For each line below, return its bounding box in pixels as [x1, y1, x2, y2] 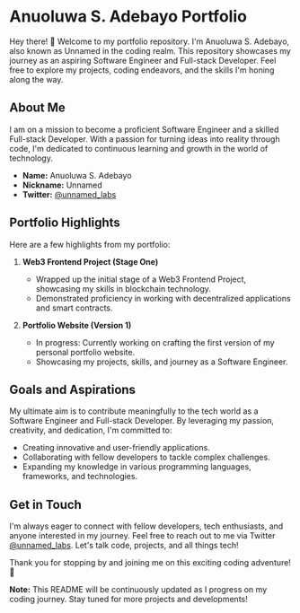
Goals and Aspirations [9, 381, 137, 397]
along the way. [9, 74, 64, 84]
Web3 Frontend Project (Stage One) [22, 256, 159, 267]
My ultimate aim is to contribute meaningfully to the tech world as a [9, 406, 259, 416]
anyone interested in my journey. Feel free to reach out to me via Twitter [9, 530, 276, 541]
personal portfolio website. [35, 346, 136, 357]
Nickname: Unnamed [22, 180, 103, 190]
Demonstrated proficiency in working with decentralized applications [35, 293, 291, 303]
